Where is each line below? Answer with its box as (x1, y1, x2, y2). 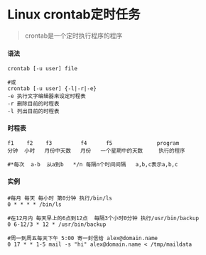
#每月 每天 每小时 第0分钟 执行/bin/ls (7, 195, 112, 202)
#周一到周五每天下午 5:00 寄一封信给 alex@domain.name (7, 234, 158, 242)
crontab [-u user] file (7, 65, 78, 72)
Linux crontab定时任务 (7, 6, 141, 23)
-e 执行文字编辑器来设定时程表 (7, 93, 87, 100)
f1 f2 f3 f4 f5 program (7, 140, 180, 147)
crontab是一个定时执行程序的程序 (24, 31, 123, 40)
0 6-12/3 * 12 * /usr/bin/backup (7, 221, 107, 228)
